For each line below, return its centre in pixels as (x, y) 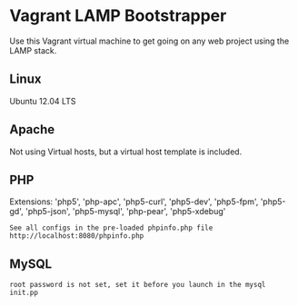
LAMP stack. (33, 50)
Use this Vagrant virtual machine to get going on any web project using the (149, 41)
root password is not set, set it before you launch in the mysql (138, 285)
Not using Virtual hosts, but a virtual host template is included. (126, 152)
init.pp (24, 293)
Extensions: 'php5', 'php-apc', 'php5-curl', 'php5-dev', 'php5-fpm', (134, 202)
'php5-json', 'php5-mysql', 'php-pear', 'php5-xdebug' (126, 212)
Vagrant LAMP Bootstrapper (118, 16)
